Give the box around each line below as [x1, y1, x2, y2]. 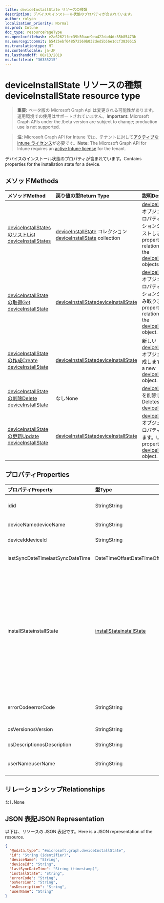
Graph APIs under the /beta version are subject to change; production [17, 119, 158, 125]
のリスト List [7, 231, 36, 238]
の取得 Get [7, 299, 31, 306]
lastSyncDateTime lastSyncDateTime [7, 554, 91, 561]
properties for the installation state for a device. [5, 161, 101, 167]
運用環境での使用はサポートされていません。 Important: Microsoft [17, 113, 149, 119]
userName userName [7, 760, 55, 767]
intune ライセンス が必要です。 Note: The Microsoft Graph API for [17, 140, 147, 146]
